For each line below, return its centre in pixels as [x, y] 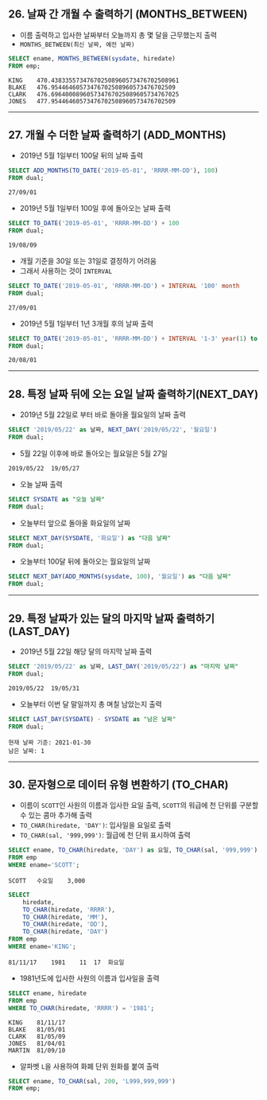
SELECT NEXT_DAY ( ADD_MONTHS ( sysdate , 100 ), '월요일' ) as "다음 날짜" [120, 577]
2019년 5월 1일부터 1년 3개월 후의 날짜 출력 [86, 323]
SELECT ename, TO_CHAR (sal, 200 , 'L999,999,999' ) [92, 1081]
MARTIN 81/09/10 [37, 1050]
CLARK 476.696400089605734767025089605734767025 [94, 94]
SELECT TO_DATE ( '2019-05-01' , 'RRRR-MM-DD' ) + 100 [94, 224]
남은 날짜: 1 [27, 751]
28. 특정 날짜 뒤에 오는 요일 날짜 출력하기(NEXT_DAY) [133, 394]
